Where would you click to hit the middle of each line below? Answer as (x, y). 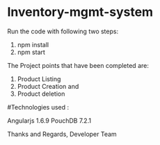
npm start (31, 52)
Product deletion (41, 94)
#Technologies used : (38, 107)
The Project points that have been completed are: (78, 65)
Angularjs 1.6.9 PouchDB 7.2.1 (49, 120)
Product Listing (39, 79)
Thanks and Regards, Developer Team (62, 134)
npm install (33, 44)
